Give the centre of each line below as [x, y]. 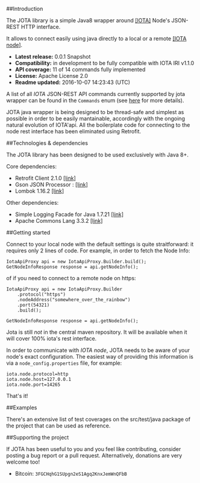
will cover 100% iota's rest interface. [52, 338]
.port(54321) [33, 305]
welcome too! [23, 462]
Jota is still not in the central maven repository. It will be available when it [97, 332]
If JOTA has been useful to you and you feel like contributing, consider [94, 449]
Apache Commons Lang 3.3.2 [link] [59, 221]
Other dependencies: [33, 203]
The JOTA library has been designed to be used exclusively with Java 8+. [97, 155]
